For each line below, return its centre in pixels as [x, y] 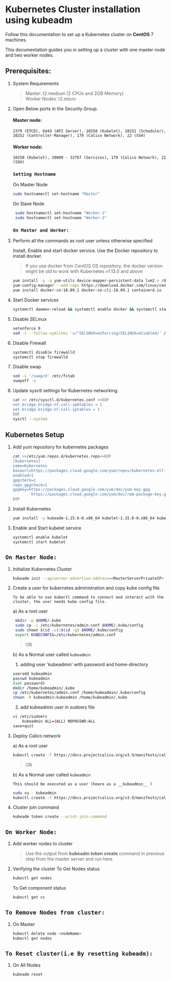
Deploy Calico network [37, 736]
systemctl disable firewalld [44, 352]
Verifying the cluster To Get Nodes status [56, 869]
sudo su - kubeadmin [34, 793]
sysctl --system [30, 419]
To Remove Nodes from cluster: [55, 913]
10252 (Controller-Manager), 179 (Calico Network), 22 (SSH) [79, 135]
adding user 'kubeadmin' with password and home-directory [84, 664]
